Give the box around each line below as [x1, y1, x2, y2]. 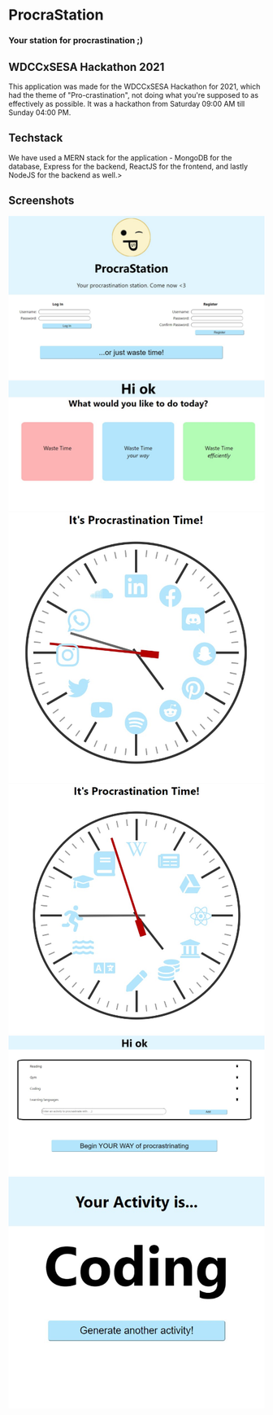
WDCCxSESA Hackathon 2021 [8, 59, 165, 74]
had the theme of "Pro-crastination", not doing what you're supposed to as [8, 90, 258, 99]
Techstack [8, 131, 63, 145]
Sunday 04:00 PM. [8, 108, 71, 117]
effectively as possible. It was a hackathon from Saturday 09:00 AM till [8, 99, 245, 108]
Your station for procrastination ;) [8, 35, 144, 46]
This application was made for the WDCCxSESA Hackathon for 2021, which [8, 81, 261, 91]
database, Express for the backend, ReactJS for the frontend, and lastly [8, 161, 249, 171]
